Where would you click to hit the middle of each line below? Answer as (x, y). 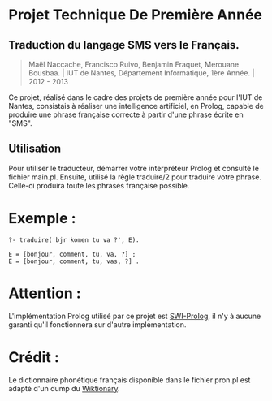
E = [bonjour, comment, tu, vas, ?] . (74, 261)
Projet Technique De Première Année (135, 15)
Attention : (45, 293)
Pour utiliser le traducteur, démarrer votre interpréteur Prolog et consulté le (134, 168)
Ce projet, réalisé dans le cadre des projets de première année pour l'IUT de (136, 97)
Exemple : (42, 218)
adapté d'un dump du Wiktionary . (64, 388)
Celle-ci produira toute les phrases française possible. (99, 185)
